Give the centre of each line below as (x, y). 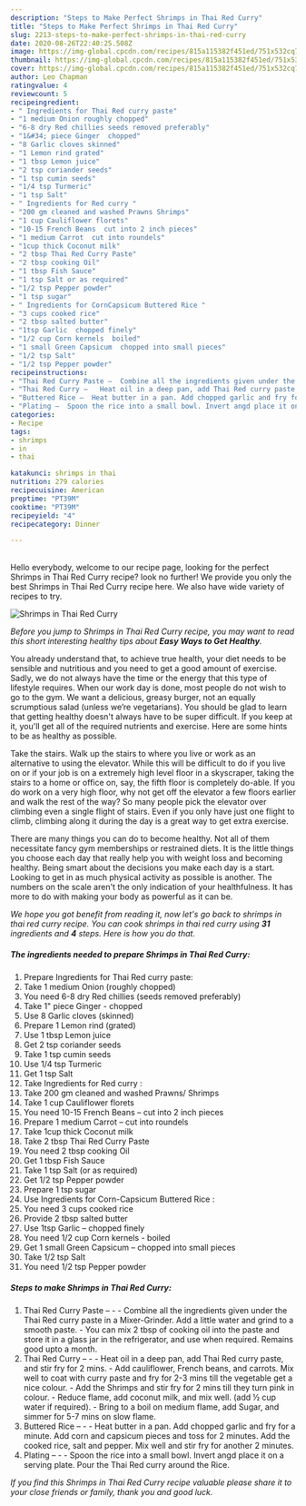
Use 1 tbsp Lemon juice (67, 1035)
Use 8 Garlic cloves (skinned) (79, 1016)
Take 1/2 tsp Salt (54, 1257)
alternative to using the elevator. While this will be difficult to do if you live (148, 763)
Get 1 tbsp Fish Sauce (64, 1161)
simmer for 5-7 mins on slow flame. (90, 1417)
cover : (23, 69)
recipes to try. (36, 597)
